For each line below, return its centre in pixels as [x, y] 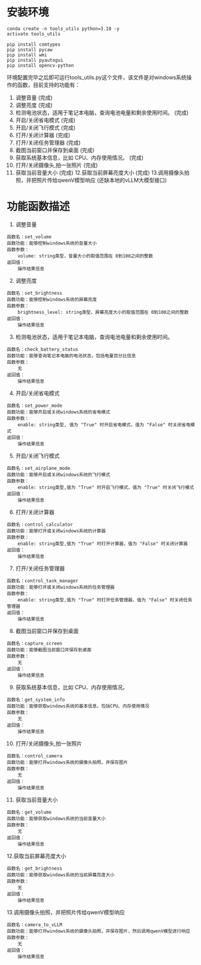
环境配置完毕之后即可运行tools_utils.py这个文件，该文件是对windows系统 [97, 77]
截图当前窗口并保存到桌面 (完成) [55, 150]
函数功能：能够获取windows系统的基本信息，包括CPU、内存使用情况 [78, 706]
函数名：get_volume [29, 812]
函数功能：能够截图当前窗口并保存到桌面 [49, 650]
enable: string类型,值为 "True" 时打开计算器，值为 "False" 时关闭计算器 [103, 544]
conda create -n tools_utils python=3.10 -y [63, 29]
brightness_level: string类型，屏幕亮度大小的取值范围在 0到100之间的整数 [103, 312]
